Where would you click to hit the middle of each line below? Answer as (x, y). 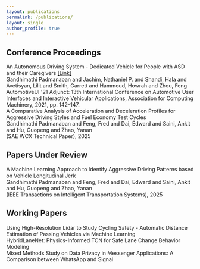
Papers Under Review (47, 155)
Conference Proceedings (54, 52)
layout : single (25, 23)
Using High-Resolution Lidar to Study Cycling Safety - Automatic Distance (97, 227)
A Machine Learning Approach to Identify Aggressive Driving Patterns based (100, 169)
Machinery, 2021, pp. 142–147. (43, 105)
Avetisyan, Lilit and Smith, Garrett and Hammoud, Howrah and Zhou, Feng (97, 86)
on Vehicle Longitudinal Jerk (41, 176)
